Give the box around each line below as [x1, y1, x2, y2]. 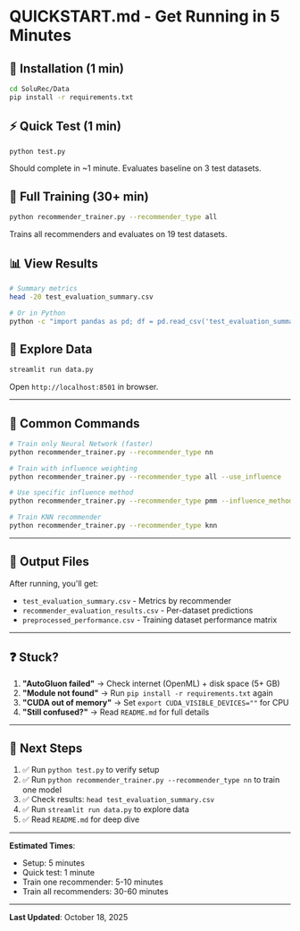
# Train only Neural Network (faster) [9, 439, 154, 448]
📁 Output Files [9, 554, 89, 570]
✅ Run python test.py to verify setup [21, 765, 160, 775]
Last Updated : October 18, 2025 [9, 912, 129, 923]
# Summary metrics [9, 284, 78, 292]
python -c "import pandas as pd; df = [9, 317, 154, 326]
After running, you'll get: [9, 578, 99, 588]
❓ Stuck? [9, 650, 60, 665]
